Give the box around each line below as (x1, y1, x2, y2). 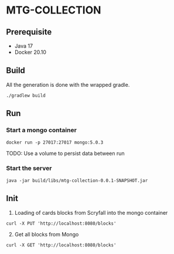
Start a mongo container (6, 126, 77, 134)
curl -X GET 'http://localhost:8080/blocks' (6, 242, 117, 248)
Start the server (6, 164, 52, 172)
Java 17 (14, 42, 33, 49)
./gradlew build (6, 92, 46, 99)
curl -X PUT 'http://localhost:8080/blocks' (6, 221, 117, 226)
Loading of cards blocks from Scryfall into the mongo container (14, 209, 168, 216)
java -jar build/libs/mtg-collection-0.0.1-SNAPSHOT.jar (6, 177, 148, 184)
